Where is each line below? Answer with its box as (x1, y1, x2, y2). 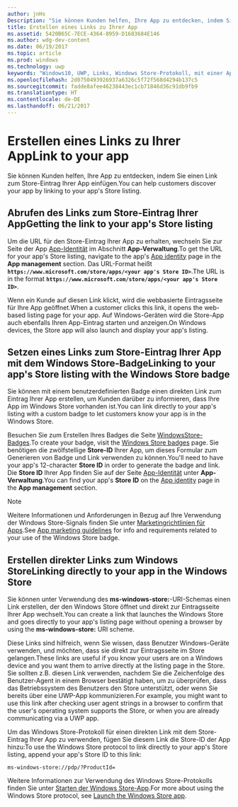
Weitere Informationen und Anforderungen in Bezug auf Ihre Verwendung (7, 511, 222, 520)
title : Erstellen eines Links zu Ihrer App (7, 23, 138, 30)
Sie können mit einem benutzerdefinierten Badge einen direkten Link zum (7, 387, 222, 396)
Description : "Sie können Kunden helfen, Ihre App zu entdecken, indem (7, 17, 223, 24)
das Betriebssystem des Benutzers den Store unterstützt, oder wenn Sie (7, 684, 218, 692)
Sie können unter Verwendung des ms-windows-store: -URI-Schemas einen (7, 595, 231, 604)
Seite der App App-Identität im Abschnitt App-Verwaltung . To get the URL (7, 244, 223, 253)
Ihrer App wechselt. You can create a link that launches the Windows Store (7, 610, 224, 619)
